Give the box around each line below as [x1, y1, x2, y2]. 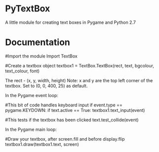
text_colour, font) [5, 68, 40, 74]
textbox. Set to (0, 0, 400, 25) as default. [5, 83, 88, 89]
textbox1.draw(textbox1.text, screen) [5, 141, 79, 147]
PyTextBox [5, 3, 50, 14]
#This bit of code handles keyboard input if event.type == [5, 102, 122, 108]
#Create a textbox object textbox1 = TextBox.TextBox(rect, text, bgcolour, [5, 62, 155, 68]
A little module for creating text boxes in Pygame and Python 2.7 [5, 19, 136, 25]
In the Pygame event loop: [5, 92, 58, 98]
